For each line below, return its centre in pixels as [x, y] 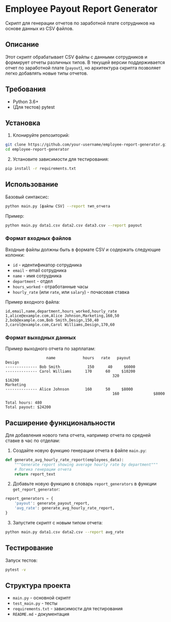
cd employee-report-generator [37, 149]
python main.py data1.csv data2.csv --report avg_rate [65, 532]
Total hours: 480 [24, 403]
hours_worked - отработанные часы [50, 286]
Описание [22, 45]
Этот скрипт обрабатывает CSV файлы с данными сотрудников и [76, 57]
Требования [25, 89]
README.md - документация [41, 614]
